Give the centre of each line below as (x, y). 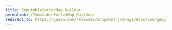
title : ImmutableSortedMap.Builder (43, 10)
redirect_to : (19, 19)
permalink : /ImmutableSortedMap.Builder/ (50, 15)
